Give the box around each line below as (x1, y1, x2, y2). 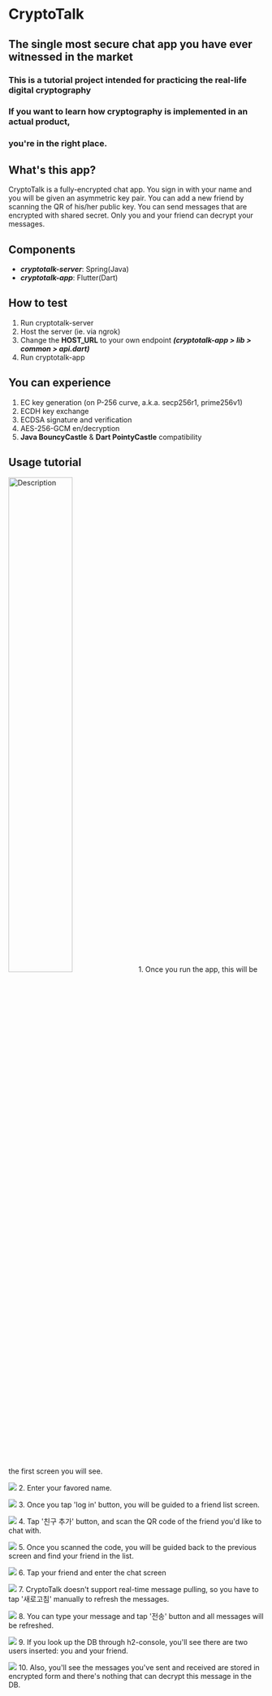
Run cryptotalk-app (19, 352, 85, 362)
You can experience (8, 376, 111, 390)
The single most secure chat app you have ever (8, 37, 253, 51)
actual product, (8, 116, 71, 127)
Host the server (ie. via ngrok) (19, 326, 121, 336)
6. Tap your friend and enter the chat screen (18, 1568, 166, 1577)
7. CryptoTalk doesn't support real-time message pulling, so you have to (18, 1585, 259, 1595)
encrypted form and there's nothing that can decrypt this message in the (8, 1672, 252, 1681)
